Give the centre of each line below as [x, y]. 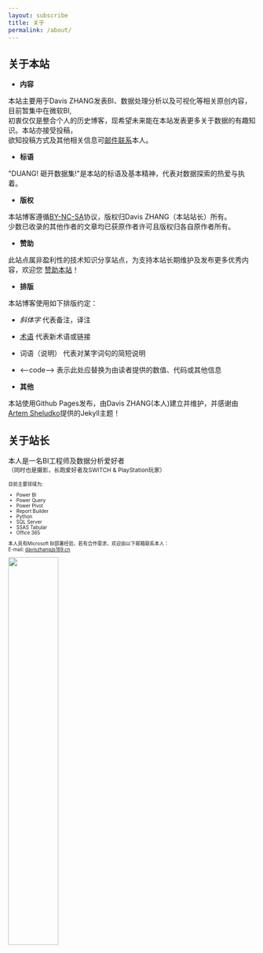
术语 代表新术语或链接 [55, 337]
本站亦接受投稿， [49, 130]
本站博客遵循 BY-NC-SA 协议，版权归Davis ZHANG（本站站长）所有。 [120, 217]
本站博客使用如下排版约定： [53, 303]
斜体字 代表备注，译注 [55, 320]
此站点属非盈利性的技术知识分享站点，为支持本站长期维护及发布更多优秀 [125, 260]
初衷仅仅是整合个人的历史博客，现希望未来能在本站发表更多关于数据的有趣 [128, 121]
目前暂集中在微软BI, [40, 111]
